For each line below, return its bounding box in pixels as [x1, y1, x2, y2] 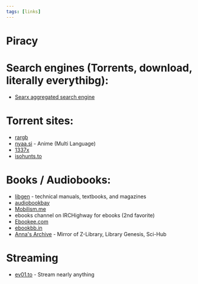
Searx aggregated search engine [14, 93, 95, 101]
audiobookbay [14, 199, 50, 206]
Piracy [6, 34, 38, 47]
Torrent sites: [6, 114, 74, 127]
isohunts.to [14, 152, 43, 160]
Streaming [6, 251, 59, 264]
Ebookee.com [14, 218, 48, 225]
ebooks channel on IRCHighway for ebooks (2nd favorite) [14, 211, 155, 219]
